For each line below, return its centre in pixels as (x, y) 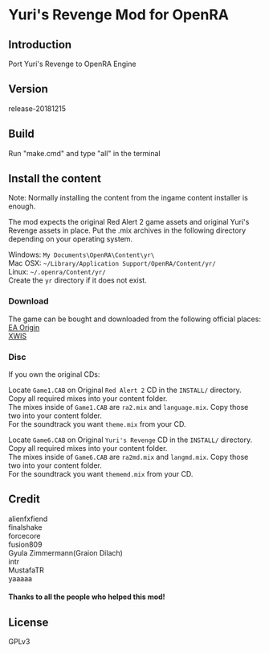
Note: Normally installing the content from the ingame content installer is (128, 198)
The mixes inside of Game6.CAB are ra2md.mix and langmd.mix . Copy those (128, 457)
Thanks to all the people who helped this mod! (87, 597)
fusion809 (25, 544)
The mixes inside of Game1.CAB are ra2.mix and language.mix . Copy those (128, 407)
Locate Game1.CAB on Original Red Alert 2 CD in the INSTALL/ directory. (125, 390)
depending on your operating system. (71, 239)
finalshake (25, 527)
